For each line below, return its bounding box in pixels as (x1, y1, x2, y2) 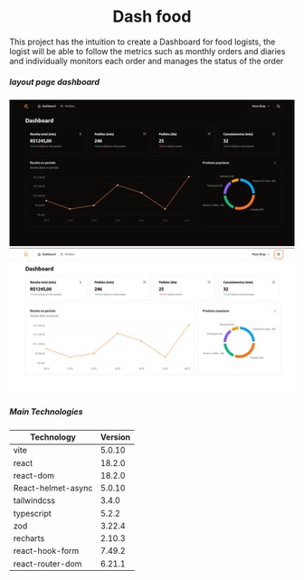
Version (100, 432, 131, 442)
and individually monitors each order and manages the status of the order (9, 55, 284, 66)
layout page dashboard (9, 76, 100, 87)
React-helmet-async (13, 482, 93, 494)
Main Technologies (9, 406, 83, 417)
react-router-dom (13, 558, 82, 569)
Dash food (112, 6, 192, 27)
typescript (13, 508, 52, 518)
